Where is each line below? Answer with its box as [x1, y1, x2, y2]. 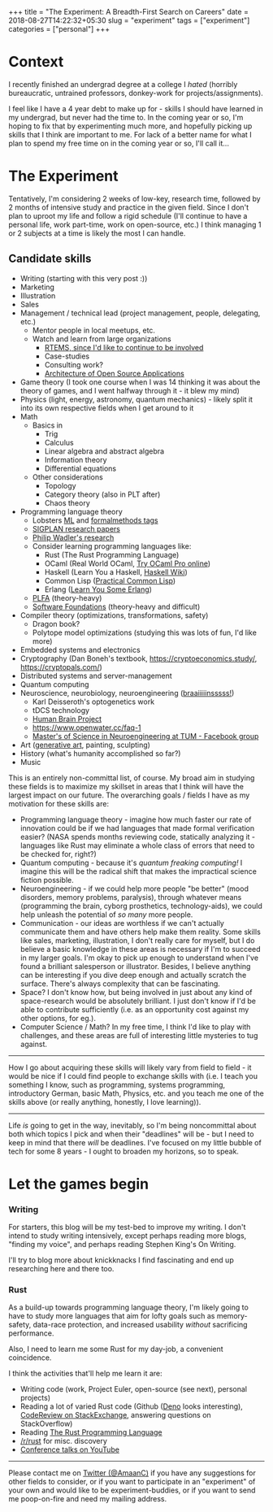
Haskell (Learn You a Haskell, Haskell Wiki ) [44, 567, 188, 576]
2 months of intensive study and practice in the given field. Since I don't [8, 202, 249, 212]
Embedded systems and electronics [19, 645, 141, 654]
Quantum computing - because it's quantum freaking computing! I [19, 858, 243, 867]
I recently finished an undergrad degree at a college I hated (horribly [8, 79, 238, 89]
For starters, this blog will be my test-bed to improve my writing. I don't [8, 1223, 246, 1232]
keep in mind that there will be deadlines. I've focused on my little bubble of [8, 1137, 262, 1147]
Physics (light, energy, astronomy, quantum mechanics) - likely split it [19, 394, 253, 404]
